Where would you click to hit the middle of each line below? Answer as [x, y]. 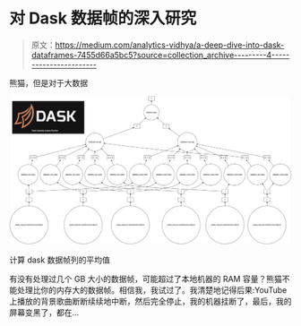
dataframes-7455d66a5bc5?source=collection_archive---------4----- [160, 55]
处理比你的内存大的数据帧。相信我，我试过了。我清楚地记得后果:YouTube [152, 290]
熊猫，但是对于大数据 [48, 82]
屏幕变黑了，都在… [44, 313]
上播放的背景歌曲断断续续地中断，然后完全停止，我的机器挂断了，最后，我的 [150, 302]
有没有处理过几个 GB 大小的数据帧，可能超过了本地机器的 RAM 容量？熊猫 [146, 279]
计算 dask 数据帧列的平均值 [60, 260]
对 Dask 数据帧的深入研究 [103, 18]
